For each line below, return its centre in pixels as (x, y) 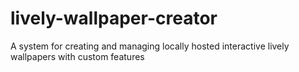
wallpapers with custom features (77, 56)
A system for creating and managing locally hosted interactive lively (150, 46)
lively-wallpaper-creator (114, 18)
